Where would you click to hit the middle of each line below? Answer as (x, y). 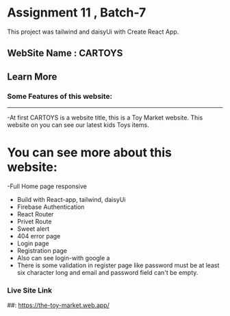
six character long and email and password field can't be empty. (107, 272)
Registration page (42, 250)
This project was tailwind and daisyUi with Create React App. (93, 32)
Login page (33, 243)
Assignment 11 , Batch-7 (77, 13)
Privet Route (34, 221)
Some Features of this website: (60, 96)
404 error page (39, 236)
